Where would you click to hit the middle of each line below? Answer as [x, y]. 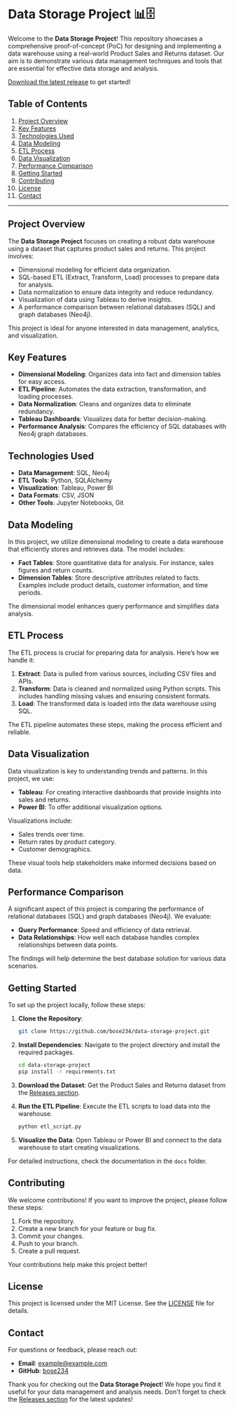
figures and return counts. [56, 570]
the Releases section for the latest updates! [70, 1399]
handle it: [21, 660]
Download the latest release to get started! [69, 81]
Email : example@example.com [63, 1364]
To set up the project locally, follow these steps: [77, 1005]
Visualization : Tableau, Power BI [65, 488]
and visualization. [33, 335]
